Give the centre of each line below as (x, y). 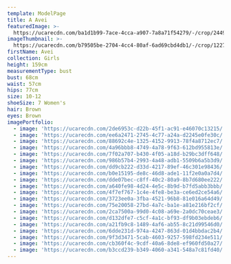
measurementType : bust (40, 71)
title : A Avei (27, 20)
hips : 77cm (23, 90)
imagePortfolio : (30, 122)
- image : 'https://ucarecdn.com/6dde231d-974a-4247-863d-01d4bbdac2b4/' (120, 231)
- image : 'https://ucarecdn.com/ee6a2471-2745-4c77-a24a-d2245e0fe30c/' (120, 135)
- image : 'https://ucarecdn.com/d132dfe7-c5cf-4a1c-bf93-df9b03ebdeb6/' (120, 218)
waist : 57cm (24, 84)
